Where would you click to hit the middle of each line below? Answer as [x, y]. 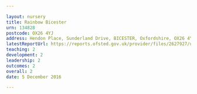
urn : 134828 [21, 28]
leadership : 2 [23, 60]
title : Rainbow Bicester [36, 22]
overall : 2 [19, 71]
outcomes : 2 [21, 66]
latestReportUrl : [27, 44]
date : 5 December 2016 [34, 77]
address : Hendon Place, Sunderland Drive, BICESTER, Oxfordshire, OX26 [95, 39]
